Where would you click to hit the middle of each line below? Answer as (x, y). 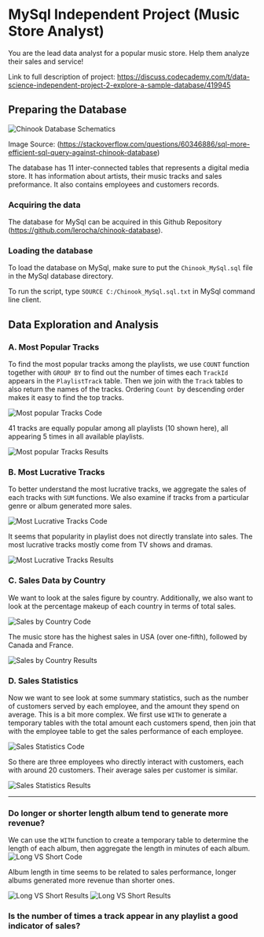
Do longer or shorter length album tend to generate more (119, 813)
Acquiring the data (44, 205)
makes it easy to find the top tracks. (66, 398)
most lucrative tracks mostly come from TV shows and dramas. (111, 545)
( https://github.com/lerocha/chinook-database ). (86, 231)
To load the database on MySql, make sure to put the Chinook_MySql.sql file (130, 268)
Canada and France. (41, 645)
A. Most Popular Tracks (54, 346)
